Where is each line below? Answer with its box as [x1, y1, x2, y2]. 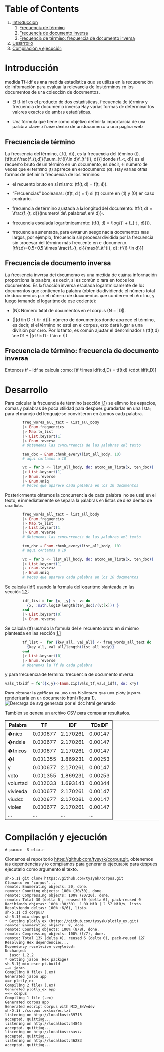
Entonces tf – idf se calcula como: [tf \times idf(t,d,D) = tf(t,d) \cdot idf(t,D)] [5, 367, 157, 373]
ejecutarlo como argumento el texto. [5, 866, 78, 872]
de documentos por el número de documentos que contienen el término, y [5, 293, 155, 298]
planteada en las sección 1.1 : [5, 631, 62, 636]
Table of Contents [5, 3, 79, 15]
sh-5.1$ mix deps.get [5, 914, 49, 919]
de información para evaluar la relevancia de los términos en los [5, 84, 134, 90]
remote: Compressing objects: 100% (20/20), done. [5, 893, 110, 898]
